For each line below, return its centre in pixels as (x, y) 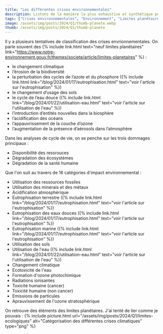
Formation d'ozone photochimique (46, 275)
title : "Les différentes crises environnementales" (58, 10)
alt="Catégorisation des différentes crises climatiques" (87, 321)
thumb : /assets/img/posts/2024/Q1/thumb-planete (55, 28)
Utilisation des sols (31, 244)
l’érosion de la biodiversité (38, 72)
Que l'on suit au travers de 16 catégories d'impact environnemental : (73, 173)
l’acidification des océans (37, 118)
